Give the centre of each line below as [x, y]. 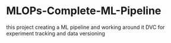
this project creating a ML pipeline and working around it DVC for [85, 27]
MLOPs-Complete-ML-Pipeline [84, 11]
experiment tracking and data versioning [56, 33]
